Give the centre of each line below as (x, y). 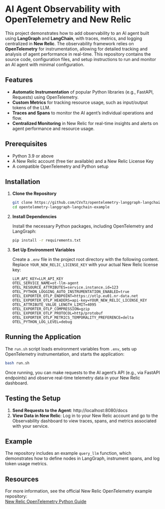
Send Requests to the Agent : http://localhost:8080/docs (70, 410)
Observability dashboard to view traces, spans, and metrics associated (84, 421)
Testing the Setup (33, 398)
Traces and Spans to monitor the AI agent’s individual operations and (83, 113)
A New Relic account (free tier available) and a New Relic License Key (83, 161)
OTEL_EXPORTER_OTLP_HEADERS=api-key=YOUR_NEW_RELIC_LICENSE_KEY (80, 300)
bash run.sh (17, 363)
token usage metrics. (27, 464)
